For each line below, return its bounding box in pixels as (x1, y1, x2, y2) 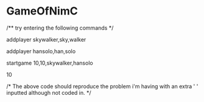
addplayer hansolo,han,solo (6, 47, 76, 55)
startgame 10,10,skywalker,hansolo (6, 59, 93, 66)
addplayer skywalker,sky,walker (6, 36, 86, 43)
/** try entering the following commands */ (6, 24, 114, 31)
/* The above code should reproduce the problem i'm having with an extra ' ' (6, 83, 199, 90)
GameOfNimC (6, 4, 78, 18)
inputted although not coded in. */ (6, 89, 91, 96)
